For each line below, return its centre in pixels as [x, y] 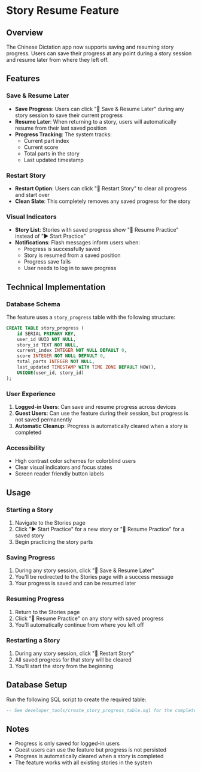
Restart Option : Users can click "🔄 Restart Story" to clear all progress [101, 188]
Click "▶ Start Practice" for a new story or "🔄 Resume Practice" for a [99, 529]
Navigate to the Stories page [50, 523]
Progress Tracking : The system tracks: [63, 134]
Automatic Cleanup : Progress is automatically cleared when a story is [101, 426]
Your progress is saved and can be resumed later [75, 584]
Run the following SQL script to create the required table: [76, 699]
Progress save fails [47, 262]
